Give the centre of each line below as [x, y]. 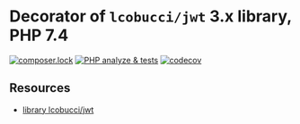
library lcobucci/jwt [58, 110]
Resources [40, 88]
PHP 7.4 [39, 35]
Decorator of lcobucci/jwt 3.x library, [150, 17]
